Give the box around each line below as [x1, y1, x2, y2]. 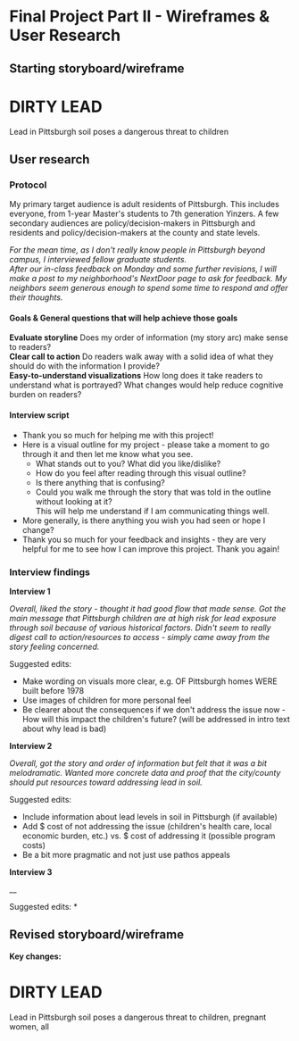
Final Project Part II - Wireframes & [9, 6, 270, 27]
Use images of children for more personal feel [21, 695, 192, 705]
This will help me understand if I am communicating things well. [35, 505, 270, 516]
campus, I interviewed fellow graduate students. [9, 254, 187, 265]
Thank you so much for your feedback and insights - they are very [21, 534, 267, 545]
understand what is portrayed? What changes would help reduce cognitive [9, 379, 284, 390]
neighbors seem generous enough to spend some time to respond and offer [9, 283, 288, 294]
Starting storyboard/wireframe [9, 61, 185, 76]
